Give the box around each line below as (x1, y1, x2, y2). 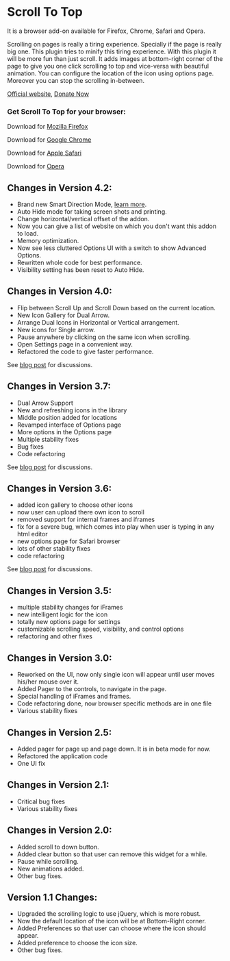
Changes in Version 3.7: (7, 381, 112, 392)
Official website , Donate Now (7, 90, 90, 98)
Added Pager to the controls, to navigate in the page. (16, 685, 167, 693)
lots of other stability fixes (16, 545, 91, 553)
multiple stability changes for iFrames (16, 603, 123, 612)
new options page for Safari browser (16, 537, 121, 545)
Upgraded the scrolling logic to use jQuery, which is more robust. (16, 910, 201, 918)
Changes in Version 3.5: (7, 585, 112, 597)
